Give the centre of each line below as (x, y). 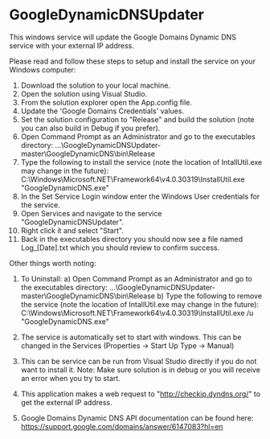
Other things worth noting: (53, 263)
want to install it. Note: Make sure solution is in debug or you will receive (140, 369)
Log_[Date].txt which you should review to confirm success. (120, 248)
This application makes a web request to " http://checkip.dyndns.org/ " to (140, 394)
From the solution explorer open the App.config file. (106, 102)
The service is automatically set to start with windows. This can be (131, 337)
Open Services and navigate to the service (91, 213)
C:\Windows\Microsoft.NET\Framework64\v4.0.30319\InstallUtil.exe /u (137, 313)
